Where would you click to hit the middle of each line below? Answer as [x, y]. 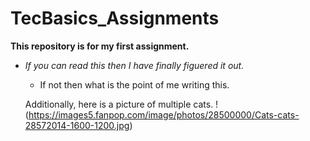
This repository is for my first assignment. [100, 46]
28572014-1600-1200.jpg [77, 125]
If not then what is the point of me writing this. [134, 84]
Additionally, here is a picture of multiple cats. [119, 104]
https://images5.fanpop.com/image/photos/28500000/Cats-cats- [164, 114]
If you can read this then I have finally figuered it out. [134, 65]
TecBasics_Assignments [115, 18]
